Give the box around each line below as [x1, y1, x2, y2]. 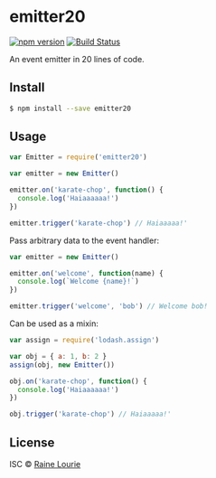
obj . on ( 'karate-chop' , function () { [9, 377, 147, 386]
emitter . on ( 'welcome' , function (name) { [9, 268, 164, 277]
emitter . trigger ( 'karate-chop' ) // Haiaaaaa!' [9, 219, 188, 228]
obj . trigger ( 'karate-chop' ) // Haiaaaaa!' [9, 409, 172, 419]
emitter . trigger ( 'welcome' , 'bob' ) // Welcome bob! [9, 302, 208, 311]
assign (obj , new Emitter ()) [9, 360, 116, 370]
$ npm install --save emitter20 [9, 104, 131, 113]
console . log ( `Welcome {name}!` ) [17, 277, 140, 286]
